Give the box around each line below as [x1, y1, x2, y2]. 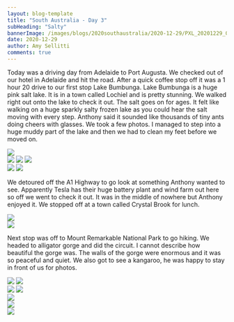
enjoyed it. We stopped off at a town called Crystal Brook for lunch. [7, 200, 200, 208]
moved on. [7, 135, 38, 143]
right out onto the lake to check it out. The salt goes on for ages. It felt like [7, 98, 219, 106]
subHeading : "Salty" [7, 23, 68, 30]
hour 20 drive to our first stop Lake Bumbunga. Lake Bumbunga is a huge [7, 83, 218, 91]
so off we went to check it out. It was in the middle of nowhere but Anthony [7, 192, 223, 201]
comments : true [7, 49, 52, 56]
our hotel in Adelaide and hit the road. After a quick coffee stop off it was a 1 [7, 75, 226, 84]
